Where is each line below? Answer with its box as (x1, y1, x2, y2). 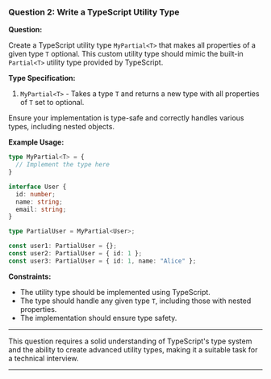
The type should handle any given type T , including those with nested (19, 296, 252, 305)
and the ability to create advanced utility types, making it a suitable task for (8, 344, 258, 354)
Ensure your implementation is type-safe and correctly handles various (8, 113, 244, 123)
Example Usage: (8, 137, 65, 147)
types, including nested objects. (8, 122, 115, 132)
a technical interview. (8, 353, 79, 363)
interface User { (8, 183, 67, 191)
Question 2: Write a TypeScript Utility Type (8, 6, 180, 18)
